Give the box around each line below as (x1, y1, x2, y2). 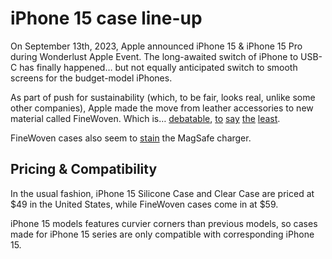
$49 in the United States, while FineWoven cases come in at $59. (10, 198, 279, 210)
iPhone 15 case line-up (10, 7, 203, 30)
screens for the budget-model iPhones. (10, 72, 173, 84)
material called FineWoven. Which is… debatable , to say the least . (10, 112, 281, 124)
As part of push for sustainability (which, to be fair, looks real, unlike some (10, 91, 316, 103)
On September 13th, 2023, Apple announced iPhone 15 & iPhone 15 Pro (10, 40, 303, 52)
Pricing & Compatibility (10, 161, 158, 178)
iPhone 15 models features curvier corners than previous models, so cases (10, 217, 318, 229)
